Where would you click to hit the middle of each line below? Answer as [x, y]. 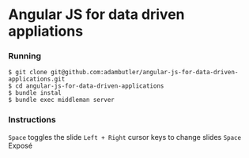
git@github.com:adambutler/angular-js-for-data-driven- [144, 73]
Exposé [21, 145]
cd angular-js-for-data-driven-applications [90, 86]
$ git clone [28, 73]
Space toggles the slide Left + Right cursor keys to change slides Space [125, 137]
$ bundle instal [35, 93]
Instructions [32, 120]
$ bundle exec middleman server [61, 100]
